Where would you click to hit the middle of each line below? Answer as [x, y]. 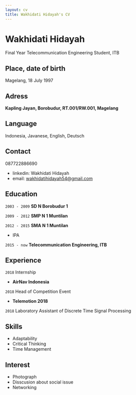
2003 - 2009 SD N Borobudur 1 [37, 206]
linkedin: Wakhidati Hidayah [41, 173]
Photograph [24, 377]
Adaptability [25, 339]
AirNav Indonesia [31, 282]
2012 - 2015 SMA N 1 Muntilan [37, 225]
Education [21, 194]
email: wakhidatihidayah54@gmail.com [53, 178]
